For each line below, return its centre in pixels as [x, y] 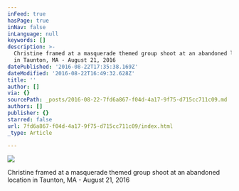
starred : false [30, 119]
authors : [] [25, 107]
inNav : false [27, 27]
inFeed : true [27, 14]
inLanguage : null [33, 34]
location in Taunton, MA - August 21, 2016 [69, 180]
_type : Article [30, 133]
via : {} [19, 93]
